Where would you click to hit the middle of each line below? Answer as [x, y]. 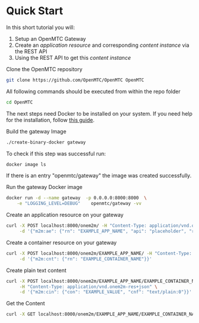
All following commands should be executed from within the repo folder [93, 91]
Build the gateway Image [36, 131]
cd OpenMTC [20, 102]
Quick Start [35, 11]
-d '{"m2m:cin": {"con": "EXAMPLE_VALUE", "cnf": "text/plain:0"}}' [106, 292]
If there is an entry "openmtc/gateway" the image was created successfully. [99, 175]
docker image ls [26, 164]
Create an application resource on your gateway [65, 215]
